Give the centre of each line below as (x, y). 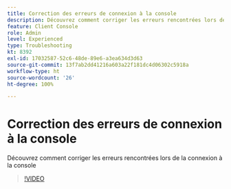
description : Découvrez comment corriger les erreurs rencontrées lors (112, 20)
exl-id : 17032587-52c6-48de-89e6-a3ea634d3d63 (75, 59)
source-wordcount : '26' (41, 78)
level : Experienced (35, 39)
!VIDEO (34, 179)
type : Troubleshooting (40, 46)
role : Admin (24, 33)
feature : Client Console (43, 26)
